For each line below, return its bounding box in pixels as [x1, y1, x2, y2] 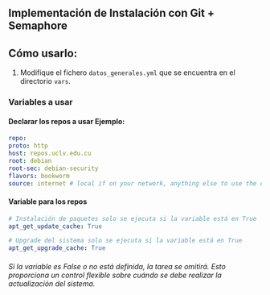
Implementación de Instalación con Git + [8, 6, 215, 20]
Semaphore [8, 19, 68, 33]
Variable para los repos [8, 197, 88, 206]
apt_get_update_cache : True [8, 222, 103, 231]
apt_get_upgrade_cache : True [8, 244, 106, 252]
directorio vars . [19, 77, 71, 86]
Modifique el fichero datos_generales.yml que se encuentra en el [19, 68, 235, 77]
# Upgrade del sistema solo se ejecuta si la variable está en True [8, 237, 243, 245]
